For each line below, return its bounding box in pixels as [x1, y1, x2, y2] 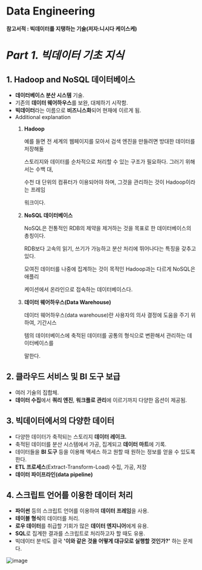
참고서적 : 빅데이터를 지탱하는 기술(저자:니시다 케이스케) [6, 25, 137, 32]
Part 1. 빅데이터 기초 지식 [6, 48, 124, 62]
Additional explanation [15, 113, 71, 120]
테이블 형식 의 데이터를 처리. [15, 515, 80, 522]
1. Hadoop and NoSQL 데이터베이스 [6, 74, 135, 85]
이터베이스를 [24, 339, 54, 346]
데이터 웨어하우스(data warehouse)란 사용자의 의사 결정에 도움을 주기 [24, 311, 189, 319]
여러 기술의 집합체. [15, 389, 59, 396]
